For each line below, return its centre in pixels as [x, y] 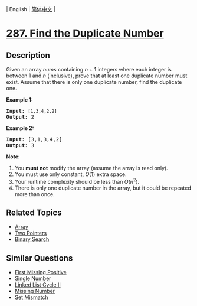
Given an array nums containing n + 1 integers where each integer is [89, 69]
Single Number [33, 279]
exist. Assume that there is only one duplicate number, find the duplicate [94, 82]
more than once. [35, 194]
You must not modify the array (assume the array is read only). [91, 168]
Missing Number [35, 291]
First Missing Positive [40, 272]
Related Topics [34, 213]
